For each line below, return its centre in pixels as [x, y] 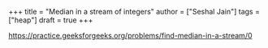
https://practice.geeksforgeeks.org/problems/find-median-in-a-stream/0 [131, 36]
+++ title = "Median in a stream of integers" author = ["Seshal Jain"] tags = [134, 12]
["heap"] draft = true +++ [51, 20]
